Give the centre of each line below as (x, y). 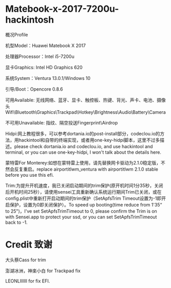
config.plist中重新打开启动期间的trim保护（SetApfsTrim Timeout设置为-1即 (83, 198)
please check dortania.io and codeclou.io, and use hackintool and (83, 146)
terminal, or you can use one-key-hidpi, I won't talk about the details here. (83, 152)
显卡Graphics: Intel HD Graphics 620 (44, 67)
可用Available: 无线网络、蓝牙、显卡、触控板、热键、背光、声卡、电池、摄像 (86, 100)
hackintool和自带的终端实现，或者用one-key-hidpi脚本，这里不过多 (89, 140)
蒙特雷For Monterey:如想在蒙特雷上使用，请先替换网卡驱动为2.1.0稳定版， (83, 162)
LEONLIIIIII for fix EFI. (28, 281)
